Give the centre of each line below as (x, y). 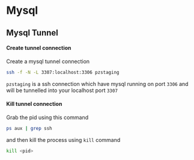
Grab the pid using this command (47, 117)
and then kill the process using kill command (63, 140)
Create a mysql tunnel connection (48, 61)
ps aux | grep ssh (29, 128)
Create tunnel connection (39, 48)
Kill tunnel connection (34, 104)
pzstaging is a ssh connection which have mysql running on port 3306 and (97, 84)
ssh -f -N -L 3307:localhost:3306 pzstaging (63, 72)
